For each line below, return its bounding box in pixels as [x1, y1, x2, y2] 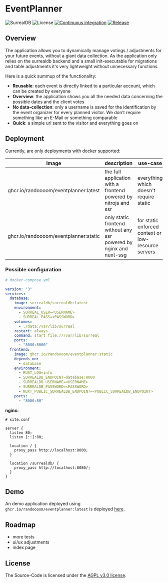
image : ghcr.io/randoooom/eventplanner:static [14, 351, 113, 357]
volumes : [14, 319, 32, 324]
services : [5, 291, 26, 296]
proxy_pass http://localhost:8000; [14, 447, 88, 453]
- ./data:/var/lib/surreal [18, 324, 75, 329]
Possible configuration [5, 266, 61, 273]
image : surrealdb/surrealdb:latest [14, 301, 88, 306]
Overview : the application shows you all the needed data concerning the [12, 93, 163, 99]
